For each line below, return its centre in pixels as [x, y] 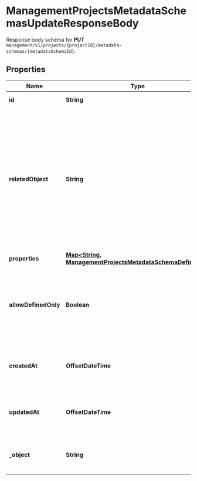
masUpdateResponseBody [72, 23]
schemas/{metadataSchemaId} [40, 51]
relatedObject [29, 179]
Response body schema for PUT [45, 39]
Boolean [78, 305]
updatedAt [24, 412]
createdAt [23, 366]
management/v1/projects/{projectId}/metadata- [64, 45]
